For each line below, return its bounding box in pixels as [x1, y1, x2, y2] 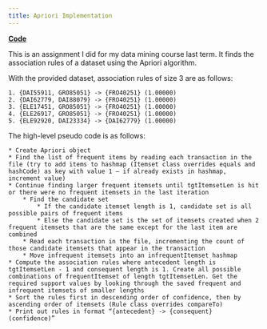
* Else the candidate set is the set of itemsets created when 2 [37, 216, 260, 224]
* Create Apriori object [8, 146, 91, 154]
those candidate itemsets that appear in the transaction [8, 244, 205, 252]
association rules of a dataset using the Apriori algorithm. [8, 58, 197, 67]
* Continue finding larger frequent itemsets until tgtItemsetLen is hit [8, 181, 260, 189]
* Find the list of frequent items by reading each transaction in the [8, 153, 252, 161]
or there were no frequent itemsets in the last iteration [8, 188, 209, 196]
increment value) [8, 174, 66, 183]
